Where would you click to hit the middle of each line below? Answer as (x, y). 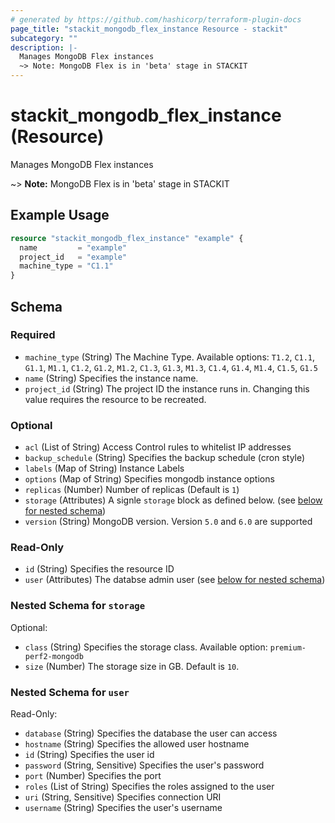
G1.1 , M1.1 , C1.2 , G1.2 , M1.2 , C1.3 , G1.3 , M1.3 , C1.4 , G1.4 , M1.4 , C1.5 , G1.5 (171, 367)
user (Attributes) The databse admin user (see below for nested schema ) (175, 580)
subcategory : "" (44, 38)
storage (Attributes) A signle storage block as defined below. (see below (173, 500)
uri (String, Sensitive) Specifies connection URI (123, 797)
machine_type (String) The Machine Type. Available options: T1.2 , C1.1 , (170, 357)
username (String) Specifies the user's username (123, 807)
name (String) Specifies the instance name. (111, 378)
